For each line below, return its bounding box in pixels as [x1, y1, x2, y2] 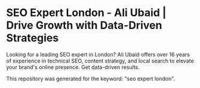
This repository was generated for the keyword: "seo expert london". [6, 75, 176, 82]
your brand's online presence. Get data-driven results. [6, 63, 140, 71]
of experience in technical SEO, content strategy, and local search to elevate [6, 57, 194, 64]
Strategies [6, 32, 59, 45]
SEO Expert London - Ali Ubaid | [6, 6, 167, 20]
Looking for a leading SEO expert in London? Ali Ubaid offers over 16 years [6, 51, 190, 58]
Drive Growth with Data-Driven [6, 18, 162, 32]
